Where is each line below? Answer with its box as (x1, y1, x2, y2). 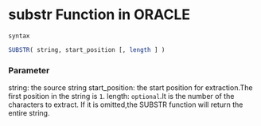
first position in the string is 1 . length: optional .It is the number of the (8, 92, 235, 101)
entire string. (8, 108, 50, 118)
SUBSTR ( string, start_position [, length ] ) (8, 45, 166, 53)
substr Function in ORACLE (8, 6, 191, 24)
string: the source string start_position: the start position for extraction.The (8, 83, 253, 93)
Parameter (8, 65, 50, 76)
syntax (8, 32, 30, 40)
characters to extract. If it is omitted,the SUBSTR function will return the (8, 100, 243, 109)
